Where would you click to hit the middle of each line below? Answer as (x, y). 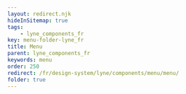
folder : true (27, 80)
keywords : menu (30, 60)
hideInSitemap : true (38, 20)
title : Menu (25, 47)
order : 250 (23, 66)
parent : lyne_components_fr (49, 54)
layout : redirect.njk (39, 14)
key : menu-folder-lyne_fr (45, 40)
